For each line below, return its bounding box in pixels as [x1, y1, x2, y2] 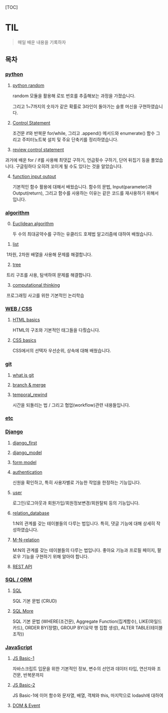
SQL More [12, 608, 34, 614]
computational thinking [12, 282, 60, 288]
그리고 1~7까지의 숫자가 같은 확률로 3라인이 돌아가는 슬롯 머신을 [12, 103, 138, 109]
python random [12, 82, 45, 88]
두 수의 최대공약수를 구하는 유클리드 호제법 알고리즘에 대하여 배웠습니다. [12, 231, 153, 237]
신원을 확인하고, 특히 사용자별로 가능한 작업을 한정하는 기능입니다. [12, 479, 141, 485]
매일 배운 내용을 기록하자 [17, 39, 66, 45]
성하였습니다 [12, 527, 38, 533]
